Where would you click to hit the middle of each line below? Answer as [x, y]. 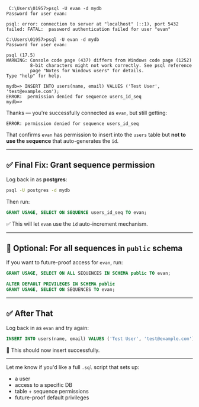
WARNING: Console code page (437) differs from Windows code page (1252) [99, 60]
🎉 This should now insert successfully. [53, 350]
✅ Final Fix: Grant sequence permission [81, 165]
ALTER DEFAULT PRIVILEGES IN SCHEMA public [61, 284]
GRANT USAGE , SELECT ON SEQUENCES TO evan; [61, 290]
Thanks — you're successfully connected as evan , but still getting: [87, 113]
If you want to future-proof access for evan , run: [65, 262]
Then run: [18, 201]
